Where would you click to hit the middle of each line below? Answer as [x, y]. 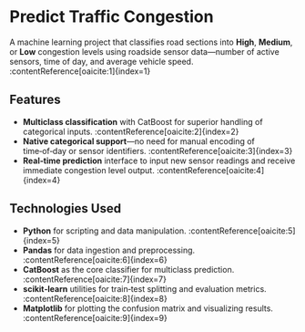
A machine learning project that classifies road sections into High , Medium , [151, 42]
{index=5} [41, 240]
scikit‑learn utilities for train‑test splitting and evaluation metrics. [144, 288]
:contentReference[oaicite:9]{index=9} [95, 317]
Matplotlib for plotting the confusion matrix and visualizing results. [147, 308]
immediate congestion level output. [88, 170]
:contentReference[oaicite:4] [210, 170]
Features [35, 100]
